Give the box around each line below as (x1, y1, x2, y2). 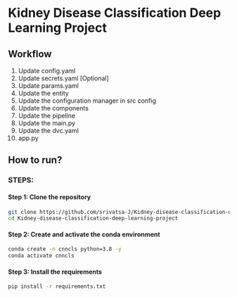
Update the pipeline (18, 111, 76, 120)
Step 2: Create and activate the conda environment (8, 230, 160, 239)
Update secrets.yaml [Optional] (18, 74, 110, 82)
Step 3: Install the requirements (8, 267, 103, 276)
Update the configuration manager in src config (18, 96, 157, 105)
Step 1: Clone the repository (8, 192, 91, 201)
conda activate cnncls (8, 252, 75, 260)
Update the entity (18, 89, 69, 97)
